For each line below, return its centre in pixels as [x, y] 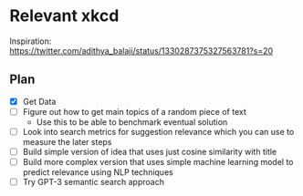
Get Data [39, 101]
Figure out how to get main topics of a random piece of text [134, 111]
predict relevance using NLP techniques [98, 172]
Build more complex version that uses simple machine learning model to [158, 162]
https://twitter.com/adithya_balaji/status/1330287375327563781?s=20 [141, 50]
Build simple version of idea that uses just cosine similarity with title [150, 151]
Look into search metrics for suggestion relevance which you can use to [158, 131]
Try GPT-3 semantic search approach [93, 182]
